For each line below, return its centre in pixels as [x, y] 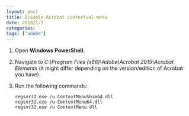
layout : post [22, 12]
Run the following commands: [51, 86]
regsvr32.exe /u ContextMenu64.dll [59, 102]
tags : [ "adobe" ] [26, 34]
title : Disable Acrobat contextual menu [57, 17]
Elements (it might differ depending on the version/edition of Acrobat [99, 68]
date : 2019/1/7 [25, 22]
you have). [28, 75]
